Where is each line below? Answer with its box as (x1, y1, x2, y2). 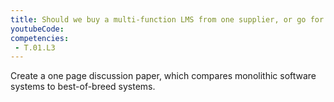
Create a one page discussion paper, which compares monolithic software (10, 70, 317, 82)
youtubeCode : (10, 24, 65, 34)
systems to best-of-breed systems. (10, 81, 156, 93)
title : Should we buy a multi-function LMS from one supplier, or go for (10, 14, 325, 25)
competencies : (10, 33, 70, 43)
